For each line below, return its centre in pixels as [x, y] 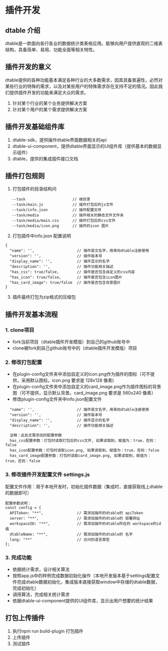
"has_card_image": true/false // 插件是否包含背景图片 [65, 283]
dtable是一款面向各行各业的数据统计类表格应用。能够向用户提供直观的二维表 [84, 43]
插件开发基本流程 [31, 314]
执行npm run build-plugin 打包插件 [48, 631]
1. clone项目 [20, 330]
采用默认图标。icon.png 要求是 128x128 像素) [67, 380]
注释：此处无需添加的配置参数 [36, 435]
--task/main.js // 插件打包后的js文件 [62, 205]
